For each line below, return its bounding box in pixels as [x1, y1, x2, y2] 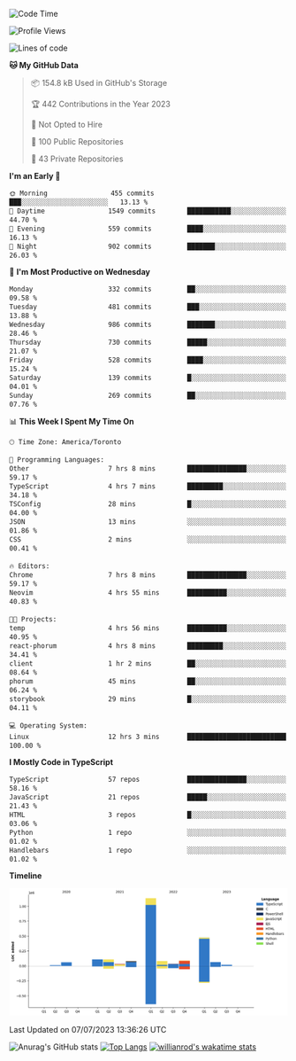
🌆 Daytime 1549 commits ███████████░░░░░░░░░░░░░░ [9, 207, 287, 215]
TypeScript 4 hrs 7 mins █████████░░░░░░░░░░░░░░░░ [9, 482, 287, 491]
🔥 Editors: [9, 562, 50, 571]
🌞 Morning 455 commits [9, 189, 155, 198]
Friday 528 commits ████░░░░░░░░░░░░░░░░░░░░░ [9, 355, 287, 364]
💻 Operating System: [9, 722, 88, 730]
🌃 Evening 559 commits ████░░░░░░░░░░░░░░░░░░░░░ [9, 224, 287, 233]
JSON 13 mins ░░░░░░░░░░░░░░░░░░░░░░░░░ [9, 518, 287, 527]
